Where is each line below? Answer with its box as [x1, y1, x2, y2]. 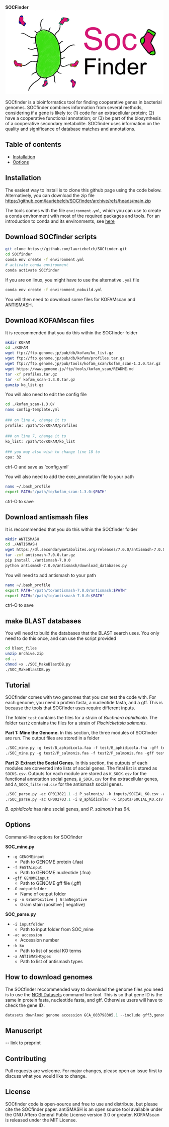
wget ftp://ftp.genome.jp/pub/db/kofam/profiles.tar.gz [5, 356, 125, 361]
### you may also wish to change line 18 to [5, 449, 100, 454]
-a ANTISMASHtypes [12, 954, 51, 959]
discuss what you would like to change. [5, 1073, 87, 1079]
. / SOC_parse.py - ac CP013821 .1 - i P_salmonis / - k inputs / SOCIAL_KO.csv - [5, 792, 163, 797]
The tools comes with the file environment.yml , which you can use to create [5, 207, 161, 213]
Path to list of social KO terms [20, 948, 81, 954]
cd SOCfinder [5, 252, 33, 257]
